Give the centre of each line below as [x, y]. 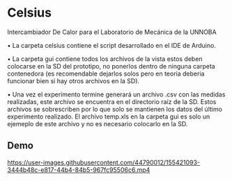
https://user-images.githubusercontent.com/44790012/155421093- [104, 162]
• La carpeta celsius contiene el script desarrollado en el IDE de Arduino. [111, 45]
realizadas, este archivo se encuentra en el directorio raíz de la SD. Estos [112, 101]
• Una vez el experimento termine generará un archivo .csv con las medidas [116, 94]
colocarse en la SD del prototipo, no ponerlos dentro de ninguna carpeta [111, 66]
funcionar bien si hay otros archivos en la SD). [74, 80]
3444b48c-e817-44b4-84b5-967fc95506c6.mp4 [79, 170]
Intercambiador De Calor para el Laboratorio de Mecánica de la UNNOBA [112, 32]
